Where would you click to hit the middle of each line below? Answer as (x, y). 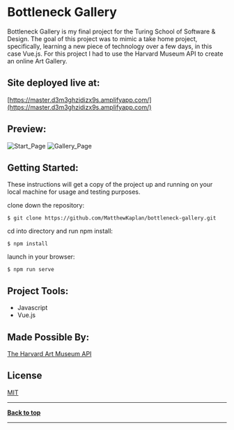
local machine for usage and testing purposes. (74, 192)
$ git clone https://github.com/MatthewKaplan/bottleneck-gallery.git (112, 218)
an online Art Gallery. (37, 61)
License (25, 376)
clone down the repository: (46, 206)
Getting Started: (43, 168)
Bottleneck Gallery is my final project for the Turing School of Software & (111, 31)
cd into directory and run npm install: (60, 231)
